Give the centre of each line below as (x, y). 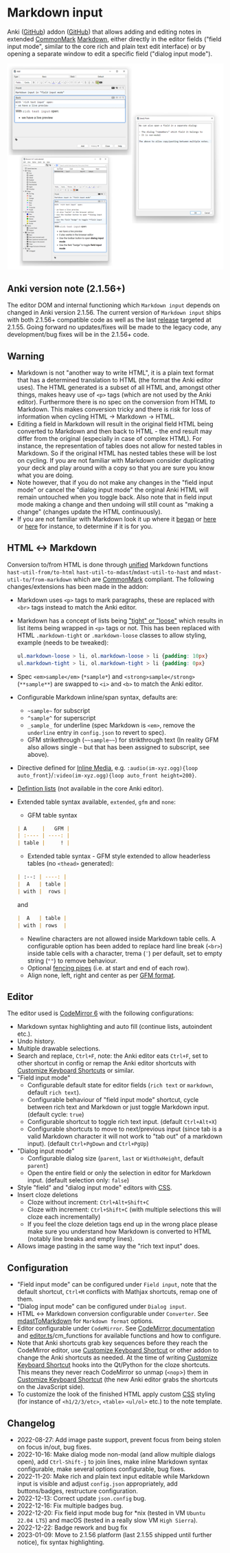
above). (38, 754)
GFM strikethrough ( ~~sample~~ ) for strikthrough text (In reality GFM (123, 740)
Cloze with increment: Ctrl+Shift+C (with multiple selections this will (124, 1209)
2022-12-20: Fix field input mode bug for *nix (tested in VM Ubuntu (111, 1512)
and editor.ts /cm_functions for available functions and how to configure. (119, 1336)
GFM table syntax (52, 815)
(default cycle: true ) (56, 1114)
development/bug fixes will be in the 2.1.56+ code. (78, 335)
